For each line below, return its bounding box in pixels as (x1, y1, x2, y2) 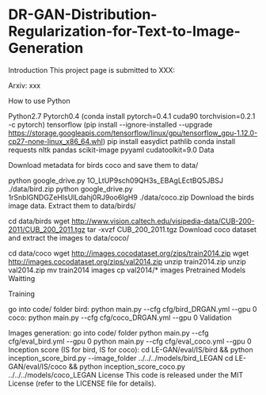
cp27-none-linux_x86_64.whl (8, 136, 103, 146)
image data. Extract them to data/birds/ (8, 200, 136, 211)
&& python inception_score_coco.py (68, 362, 186, 371)
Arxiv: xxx (8, 81, 41, 90)
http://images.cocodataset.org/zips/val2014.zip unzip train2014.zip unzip (8, 256, 247, 266)
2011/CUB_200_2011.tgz (8, 224, 85, 234)
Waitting (8, 273, 36, 283)
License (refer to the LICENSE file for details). (8, 378, 157, 388)
